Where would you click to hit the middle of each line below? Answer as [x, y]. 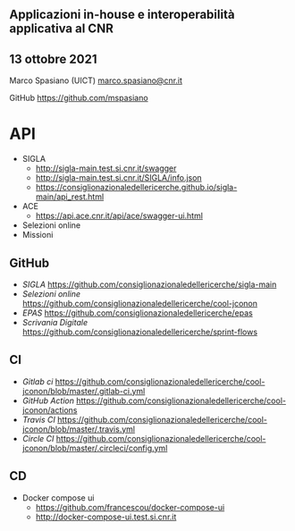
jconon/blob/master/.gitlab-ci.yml [84, 391]
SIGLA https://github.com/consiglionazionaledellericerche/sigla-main [149, 284]
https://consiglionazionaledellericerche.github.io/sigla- [136, 188]
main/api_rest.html [70, 197]
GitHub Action [48, 400]
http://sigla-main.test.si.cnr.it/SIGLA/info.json [119, 178]
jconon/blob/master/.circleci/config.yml [95, 448]
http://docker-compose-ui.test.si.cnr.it [106, 517]
